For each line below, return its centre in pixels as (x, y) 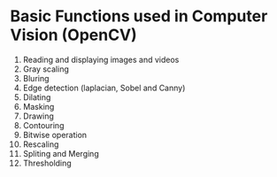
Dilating (37, 97)
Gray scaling (46, 69)
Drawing (38, 116)
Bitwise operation (55, 135)
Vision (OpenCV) (74, 35)
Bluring (36, 78)
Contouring (43, 125)
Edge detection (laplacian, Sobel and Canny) (104, 88)
